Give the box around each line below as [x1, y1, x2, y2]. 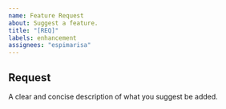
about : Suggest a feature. [8, 19, 99, 27]
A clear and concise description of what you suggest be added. [8, 91, 218, 101]
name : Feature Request [8, 11, 84, 20]
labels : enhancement [8, 33, 78, 42]
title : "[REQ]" [8, 26, 59, 34]
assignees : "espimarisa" [8, 41, 91, 49]
